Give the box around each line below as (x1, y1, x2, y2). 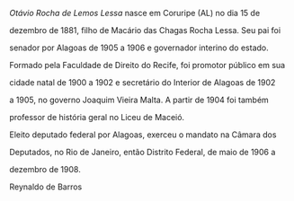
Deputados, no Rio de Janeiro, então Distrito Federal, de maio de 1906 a (9, 147, 276, 157)
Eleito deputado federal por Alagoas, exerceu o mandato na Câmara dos (9, 129, 277, 140)
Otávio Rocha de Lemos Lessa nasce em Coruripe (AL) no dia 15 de (9, 8, 261, 18)
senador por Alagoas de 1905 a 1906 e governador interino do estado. (9, 42, 269, 53)
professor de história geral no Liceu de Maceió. (9, 112, 185, 122)
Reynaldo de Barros (9, 181, 83, 192)
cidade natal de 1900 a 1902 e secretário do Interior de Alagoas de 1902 (9, 77, 276, 88)
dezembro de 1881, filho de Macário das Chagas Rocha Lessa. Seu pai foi (9, 25, 281, 35)
